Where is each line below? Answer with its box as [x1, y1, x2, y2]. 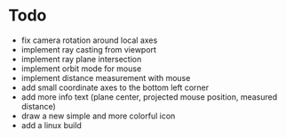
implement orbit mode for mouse [20, 63, 142, 74]
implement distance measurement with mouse [20, 72, 191, 83]
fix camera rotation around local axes [20, 35, 158, 45]
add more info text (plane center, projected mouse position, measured [20, 91, 278, 102]
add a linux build [20, 119, 82, 130]
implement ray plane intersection [20, 53, 142, 64]
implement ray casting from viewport [20, 44, 157, 54]
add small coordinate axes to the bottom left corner [20, 82, 210, 93]
